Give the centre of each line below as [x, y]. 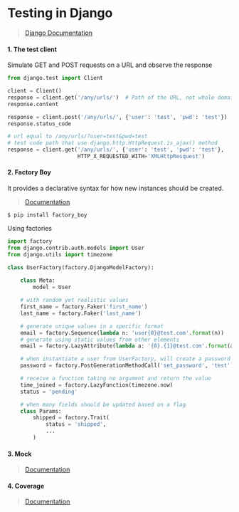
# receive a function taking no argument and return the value [116, 379]
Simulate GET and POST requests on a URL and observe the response [110, 65]
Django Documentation [58, 33]
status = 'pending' [49, 392]
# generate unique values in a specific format [92, 326]
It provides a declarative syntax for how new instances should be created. [116, 188]
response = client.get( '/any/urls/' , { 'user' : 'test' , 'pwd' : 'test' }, [116, 150]
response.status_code [39, 124]
